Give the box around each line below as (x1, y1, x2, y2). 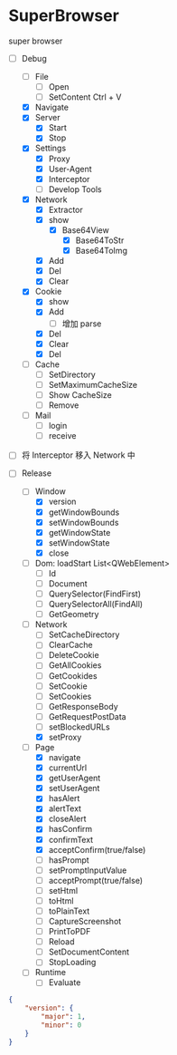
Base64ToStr (75, 235, 125, 246)
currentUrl (48, 762, 88, 773)
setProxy (48, 731, 82, 742)
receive (48, 431, 77, 441)
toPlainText (48, 905, 90, 916)
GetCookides (48, 670, 98, 681)
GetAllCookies (48, 660, 102, 671)
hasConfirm (48, 824, 93, 835)
